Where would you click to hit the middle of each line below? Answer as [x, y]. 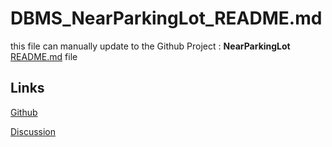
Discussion [33, 131]
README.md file [44, 56]
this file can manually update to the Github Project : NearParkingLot [150, 46]
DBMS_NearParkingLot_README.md [166, 18]
